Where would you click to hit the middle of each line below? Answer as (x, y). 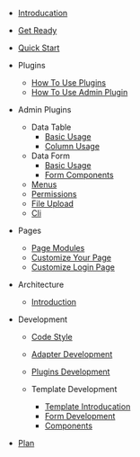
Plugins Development (70, 372)
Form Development (80, 416)
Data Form (50, 156)
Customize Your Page (71, 257)
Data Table (51, 127)
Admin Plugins (44, 110)
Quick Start (39, 48)
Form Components (79, 175)
